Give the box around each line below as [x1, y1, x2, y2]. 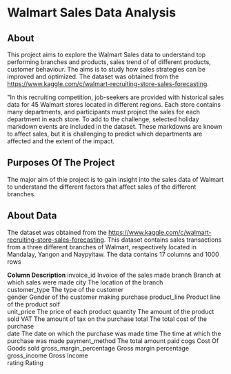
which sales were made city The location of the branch [7, 278, 163, 287]
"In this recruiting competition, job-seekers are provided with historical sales [7, 93, 224, 101]
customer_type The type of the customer [7, 285, 124, 293]
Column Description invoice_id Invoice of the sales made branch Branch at [7, 271, 221, 279]
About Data [7, 210, 57, 222]
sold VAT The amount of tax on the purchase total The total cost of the [7, 315, 208, 323]
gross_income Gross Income [7, 351, 88, 360]
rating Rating [7, 358, 43, 366]
